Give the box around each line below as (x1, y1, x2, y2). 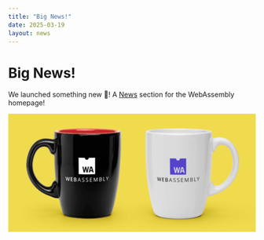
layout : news (8, 29, 51, 37)
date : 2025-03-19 (8, 20, 65, 29)
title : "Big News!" (8, 13, 72, 20)
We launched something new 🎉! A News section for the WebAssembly (8, 90, 235, 100)
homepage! (8, 98, 46, 107)
